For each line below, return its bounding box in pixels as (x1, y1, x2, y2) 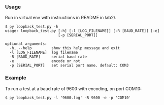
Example (5, 74, 27, 81)
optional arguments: (5, 41, 48, 46)
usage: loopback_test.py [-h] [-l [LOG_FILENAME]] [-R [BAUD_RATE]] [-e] (5, 29, 160, 34)
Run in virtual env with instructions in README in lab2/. (5, 15, 117, 21)
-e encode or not (9, 59, 80, 64)
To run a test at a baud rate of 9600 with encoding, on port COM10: (5, 85, 142, 92)
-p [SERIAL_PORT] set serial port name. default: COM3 (9, 63, 129, 68)
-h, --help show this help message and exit (9, 46, 120, 51)
